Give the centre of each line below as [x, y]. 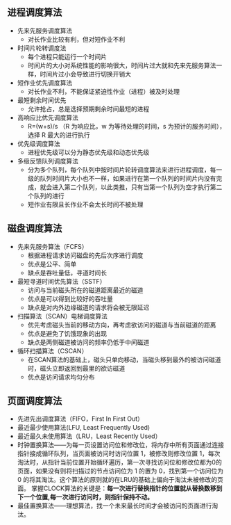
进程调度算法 [35, 13]
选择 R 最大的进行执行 [59, 135]
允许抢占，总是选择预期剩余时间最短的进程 [88, 108]
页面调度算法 [35, 401]
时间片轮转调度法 [42, 48]
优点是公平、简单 [52, 264]
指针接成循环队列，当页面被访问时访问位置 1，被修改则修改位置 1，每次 [119, 453]
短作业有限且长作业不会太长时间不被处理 [85, 204]
